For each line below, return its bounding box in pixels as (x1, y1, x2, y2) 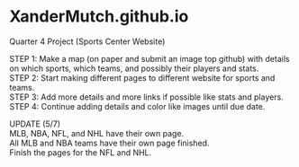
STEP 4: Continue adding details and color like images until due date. (9, 101, 266, 111)
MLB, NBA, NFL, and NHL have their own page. (9, 127, 185, 138)
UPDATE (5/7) (9, 119, 61, 129)
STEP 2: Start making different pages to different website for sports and (9, 72, 276, 83)
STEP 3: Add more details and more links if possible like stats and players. (9, 92, 284, 102)
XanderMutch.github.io (9, 6, 189, 27)
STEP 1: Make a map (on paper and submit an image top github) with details (9, 53, 290, 64)
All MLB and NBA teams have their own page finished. (9, 137, 210, 148)
